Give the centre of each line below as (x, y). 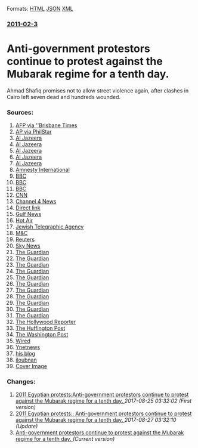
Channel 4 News (36, 202)
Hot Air (24, 221)
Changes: (21, 382)
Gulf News (28, 214)
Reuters (25, 240)
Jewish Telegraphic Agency (49, 227)
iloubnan (26, 360)
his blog (25, 354)
